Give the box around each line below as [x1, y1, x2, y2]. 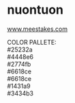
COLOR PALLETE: [7, 38, 57, 46]
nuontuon [7, 2, 63, 18]
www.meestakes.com [7, 25, 68, 33]
